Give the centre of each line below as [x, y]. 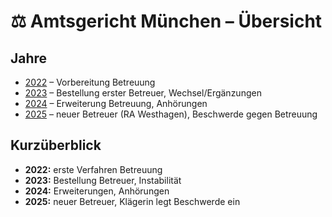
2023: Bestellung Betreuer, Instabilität [103, 180]
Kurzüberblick [56, 145]
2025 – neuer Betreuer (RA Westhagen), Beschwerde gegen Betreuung [171, 114]
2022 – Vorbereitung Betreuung [90, 82]
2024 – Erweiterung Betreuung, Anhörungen [116, 103]
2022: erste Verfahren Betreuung [93, 169]
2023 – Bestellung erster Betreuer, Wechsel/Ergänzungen [143, 93]
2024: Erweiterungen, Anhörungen [97, 191]
